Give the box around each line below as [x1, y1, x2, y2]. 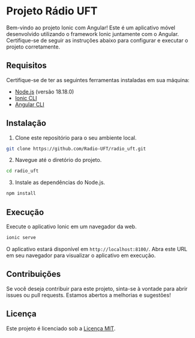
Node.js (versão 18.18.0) [14, 88, 74, 95]
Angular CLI [14, 101, 44, 108]
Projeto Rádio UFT [6, 4, 98, 18]
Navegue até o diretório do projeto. [14, 156, 102, 164]
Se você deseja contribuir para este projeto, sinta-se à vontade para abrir [6, 285, 188, 292]
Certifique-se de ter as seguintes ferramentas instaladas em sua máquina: [6, 76, 190, 83]
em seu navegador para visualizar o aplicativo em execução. [6, 252, 156, 259]
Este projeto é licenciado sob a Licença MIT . [6, 325, 116, 332]
